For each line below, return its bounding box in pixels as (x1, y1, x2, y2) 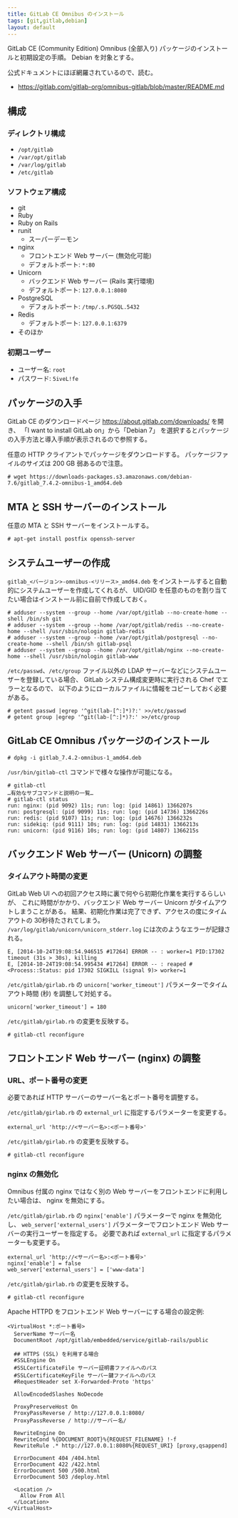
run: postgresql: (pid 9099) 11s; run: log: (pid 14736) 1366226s (7, 808, 209, 815)
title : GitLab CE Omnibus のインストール (7, 10, 125, 18)
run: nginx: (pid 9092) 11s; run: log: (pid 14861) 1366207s (7, 802, 193, 809)
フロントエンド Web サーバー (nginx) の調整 (7, 1052, 201, 1064)
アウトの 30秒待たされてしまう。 (7, 916, 105, 924)
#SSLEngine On (14, 1356, 56, 1364)
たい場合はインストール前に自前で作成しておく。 (7, 595, 151, 604)
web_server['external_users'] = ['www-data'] (7, 1266, 145, 1273)
